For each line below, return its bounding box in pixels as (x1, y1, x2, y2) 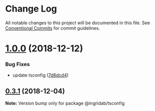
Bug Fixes (5, 61, 30, 68)
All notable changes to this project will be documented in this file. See (5, 20, 150, 26)
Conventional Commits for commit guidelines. (5, 25, 100, 31)
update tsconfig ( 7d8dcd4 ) (12, 72, 69, 78)
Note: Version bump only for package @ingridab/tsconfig (5, 100, 125, 106)
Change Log (5, 3, 57, 15)
